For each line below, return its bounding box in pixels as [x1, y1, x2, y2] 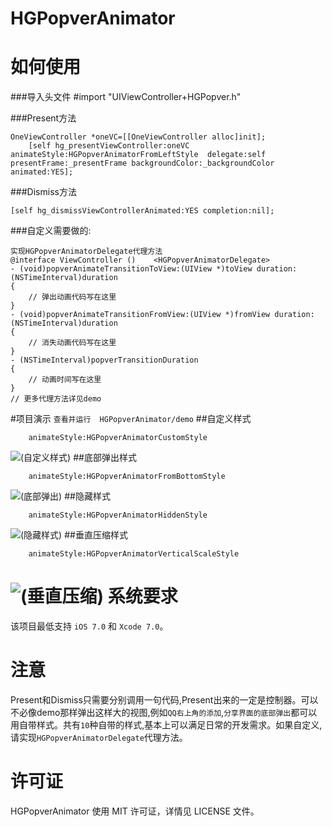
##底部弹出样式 [73, 452, 137, 464]
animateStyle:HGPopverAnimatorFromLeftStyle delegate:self [10, 150, 267, 160]
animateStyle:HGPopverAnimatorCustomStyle [28, 433, 208, 443]
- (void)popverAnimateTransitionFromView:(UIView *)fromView [10, 310, 271, 320]
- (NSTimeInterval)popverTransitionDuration [10, 355, 199, 366]
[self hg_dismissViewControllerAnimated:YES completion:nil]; [10, 206, 275, 216]
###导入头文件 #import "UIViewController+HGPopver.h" [10, 91, 242, 103]
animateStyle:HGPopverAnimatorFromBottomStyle [28, 472, 226, 482]
